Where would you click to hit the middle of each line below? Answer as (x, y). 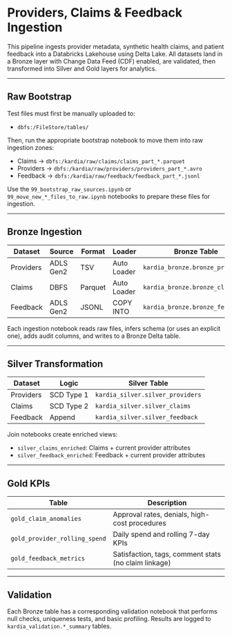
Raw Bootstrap (40, 97)
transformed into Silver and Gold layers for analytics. (82, 68)
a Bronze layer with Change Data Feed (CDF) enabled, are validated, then (112, 61)
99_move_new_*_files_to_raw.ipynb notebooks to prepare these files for (109, 196)
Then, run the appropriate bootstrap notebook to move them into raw (105, 140)
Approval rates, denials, (151, 515)
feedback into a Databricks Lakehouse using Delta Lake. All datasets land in (115, 54)
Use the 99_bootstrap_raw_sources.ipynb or (69, 189)
